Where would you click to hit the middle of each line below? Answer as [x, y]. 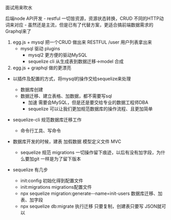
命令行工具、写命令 [41, 131]
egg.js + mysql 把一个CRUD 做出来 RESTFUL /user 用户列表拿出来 [82, 42]
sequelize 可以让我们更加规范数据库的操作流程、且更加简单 [90, 109]
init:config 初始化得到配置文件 [52, 181]
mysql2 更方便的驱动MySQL [58, 55]
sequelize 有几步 [30, 170]
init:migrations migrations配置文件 [56, 187]
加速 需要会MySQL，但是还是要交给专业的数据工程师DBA [88, 102]
